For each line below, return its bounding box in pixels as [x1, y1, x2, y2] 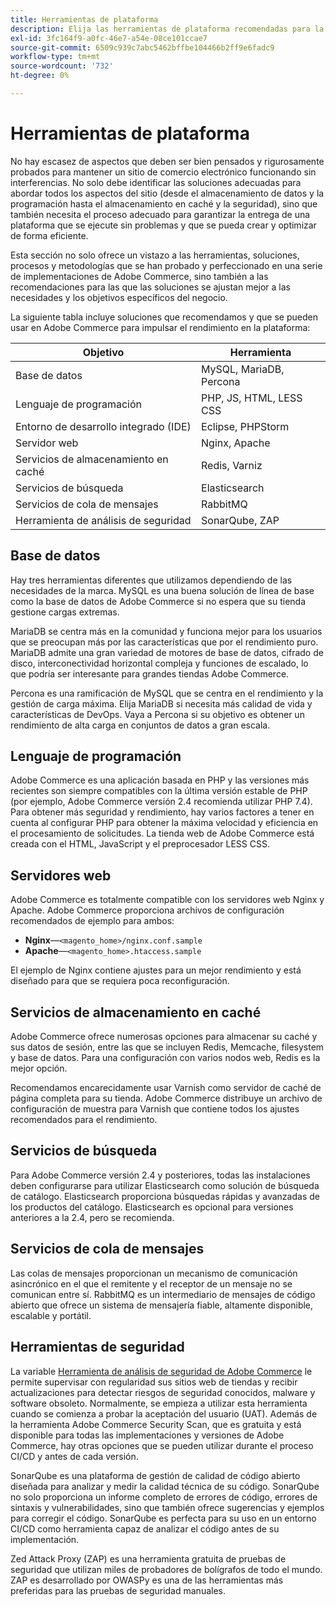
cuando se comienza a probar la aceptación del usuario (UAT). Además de [10, 1407, 318, 1420]
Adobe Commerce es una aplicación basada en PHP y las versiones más [10, 774, 310, 786]
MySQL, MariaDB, [201, 362, 285, 376]
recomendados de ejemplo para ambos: [10, 915, 175, 927]
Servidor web [15, 436, 79, 450]
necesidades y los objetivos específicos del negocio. [10, 291, 228, 303]
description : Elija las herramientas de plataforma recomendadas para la [10, 24, 325, 34]
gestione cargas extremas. [10, 606, 120, 618]
